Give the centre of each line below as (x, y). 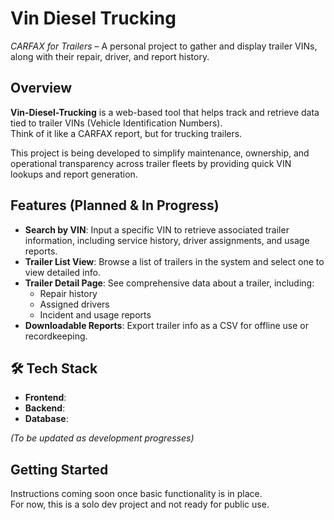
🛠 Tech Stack (54, 368)
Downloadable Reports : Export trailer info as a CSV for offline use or (166, 325)
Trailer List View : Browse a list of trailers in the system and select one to (174, 261)
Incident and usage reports (95, 314)
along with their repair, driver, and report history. (110, 56)
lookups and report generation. (74, 174)
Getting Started (59, 469)
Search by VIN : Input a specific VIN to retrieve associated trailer (157, 229)
